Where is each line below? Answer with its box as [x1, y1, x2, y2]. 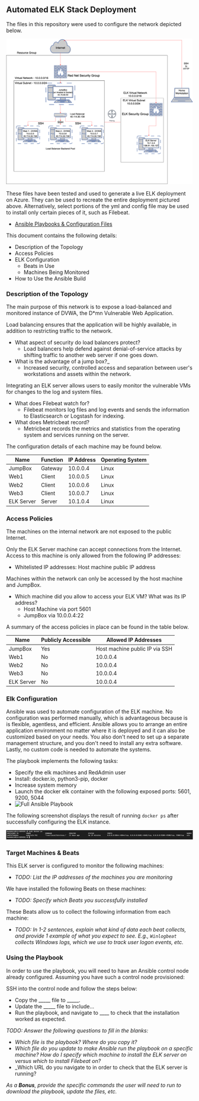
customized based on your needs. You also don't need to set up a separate [6, 733, 190, 740]
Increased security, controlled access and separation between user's [23, 364, 192, 371]
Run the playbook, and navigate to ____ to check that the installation [14, 1009, 179, 1016]
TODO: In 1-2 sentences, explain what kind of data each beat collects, [14, 926, 187, 933]
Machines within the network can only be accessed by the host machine [6, 575, 183, 582]
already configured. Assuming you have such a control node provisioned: [6, 973, 185, 980]
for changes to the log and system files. [6, 389, 103, 396]
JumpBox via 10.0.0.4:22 [23, 611, 84, 619]
